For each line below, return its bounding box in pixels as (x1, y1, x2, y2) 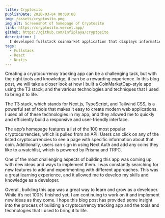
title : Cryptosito (5, 7, 43, 12)
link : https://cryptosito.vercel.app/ (5, 25, 84, 30)
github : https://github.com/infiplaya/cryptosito (5, 30, 109, 35)
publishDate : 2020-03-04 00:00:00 (5, 12, 76, 17)
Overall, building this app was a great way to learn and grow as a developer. (5, 187, 159, 193)
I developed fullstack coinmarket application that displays (9, 39, 137, 44)
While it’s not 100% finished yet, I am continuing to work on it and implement (5, 192, 160, 198)
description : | (5, 35, 36, 40)
